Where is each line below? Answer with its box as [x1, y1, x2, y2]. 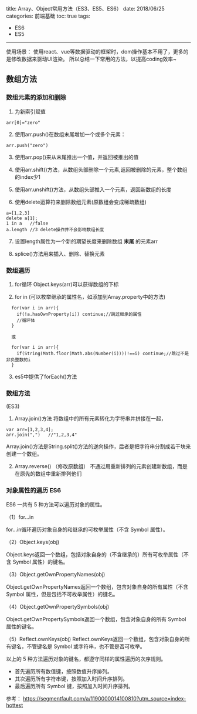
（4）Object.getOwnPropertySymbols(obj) [6, 603, 110, 610]
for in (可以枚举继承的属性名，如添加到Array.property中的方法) [14, 293, 166, 300]
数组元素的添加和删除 [6, 94, 66, 102]
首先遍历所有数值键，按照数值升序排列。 [14, 668, 113, 675]
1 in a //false [6, 220, 49, 226]
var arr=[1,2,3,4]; [6, 427, 54, 433]
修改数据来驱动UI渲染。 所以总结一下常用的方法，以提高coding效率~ [11, 55, 177, 62]
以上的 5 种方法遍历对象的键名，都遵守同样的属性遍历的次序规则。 [6, 655, 167, 662]
